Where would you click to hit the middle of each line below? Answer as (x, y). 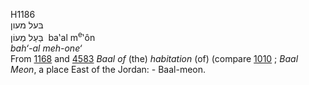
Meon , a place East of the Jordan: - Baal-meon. (108, 69)
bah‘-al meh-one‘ (46, 48)
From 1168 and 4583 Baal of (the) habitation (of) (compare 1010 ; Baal (154, 58)
